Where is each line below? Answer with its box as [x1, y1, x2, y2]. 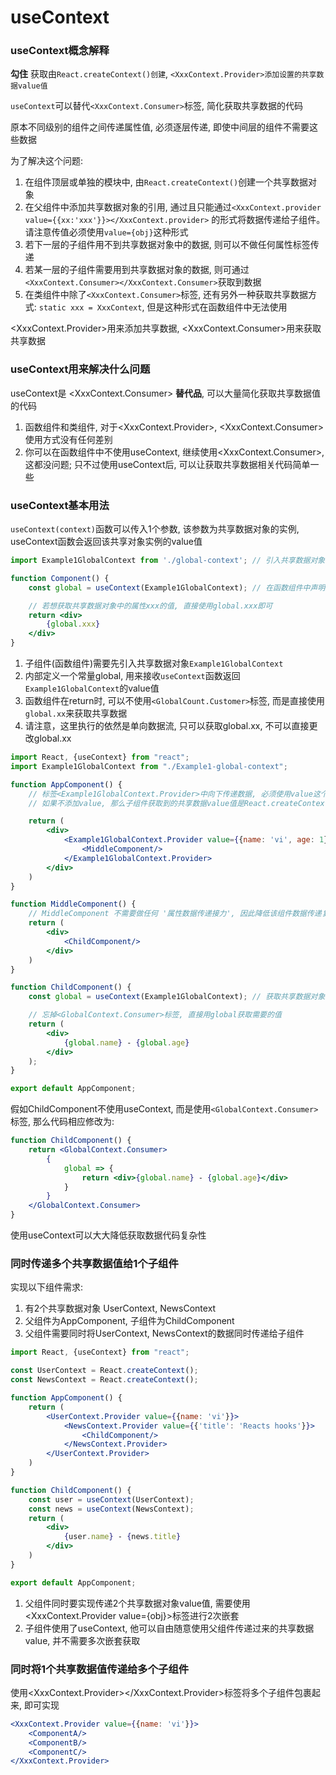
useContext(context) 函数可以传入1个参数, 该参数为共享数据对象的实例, [10, 523, 300, 535]
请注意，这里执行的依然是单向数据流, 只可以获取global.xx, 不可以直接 [24, 720, 310, 732]
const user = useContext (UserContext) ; [28, 1494, 195, 1505]
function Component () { [10, 573, 110, 583]
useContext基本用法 [10, 498, 110, 512]
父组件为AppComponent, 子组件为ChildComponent [24, 1315, 235, 1327]
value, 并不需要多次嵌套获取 [24, 1634, 141, 1646]
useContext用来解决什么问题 [10, 362, 151, 376]
